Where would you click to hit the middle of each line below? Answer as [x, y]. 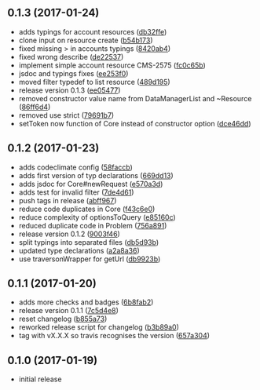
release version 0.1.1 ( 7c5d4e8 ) [69, 311]
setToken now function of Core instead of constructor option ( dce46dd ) [135, 123]
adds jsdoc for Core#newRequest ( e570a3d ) [91, 184]
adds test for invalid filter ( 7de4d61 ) [76, 192]
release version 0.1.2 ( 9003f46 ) [70, 234]
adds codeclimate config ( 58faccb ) [75, 167]
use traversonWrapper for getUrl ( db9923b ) [90, 259]
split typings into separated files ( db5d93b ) [89, 242]
